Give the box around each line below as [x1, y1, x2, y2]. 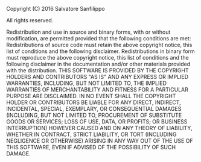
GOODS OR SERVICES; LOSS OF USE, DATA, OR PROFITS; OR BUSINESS [6, 118, 188, 125]
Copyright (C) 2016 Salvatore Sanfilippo [6, 5, 105, 12]
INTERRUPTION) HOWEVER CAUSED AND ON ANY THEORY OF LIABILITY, [6, 125, 193, 131]
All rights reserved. [6, 17, 54, 23]
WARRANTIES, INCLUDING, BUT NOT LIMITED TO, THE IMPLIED [6, 79, 167, 87]
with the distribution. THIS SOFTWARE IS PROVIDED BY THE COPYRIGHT [6, 67, 189, 74]
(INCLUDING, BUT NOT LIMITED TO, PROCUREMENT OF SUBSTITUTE [6, 111, 182, 119]
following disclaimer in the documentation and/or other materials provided [6, 60, 191, 67]
